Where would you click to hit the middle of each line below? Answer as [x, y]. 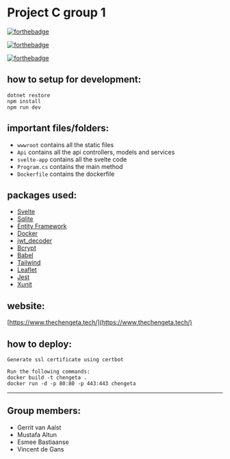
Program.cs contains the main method [70, 166]
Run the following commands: [49, 371]
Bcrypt [26, 248]
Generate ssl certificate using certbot [66, 360]
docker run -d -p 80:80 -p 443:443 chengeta [72, 384]
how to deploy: [39, 344]
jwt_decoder [35, 241]
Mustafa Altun [37, 434]
